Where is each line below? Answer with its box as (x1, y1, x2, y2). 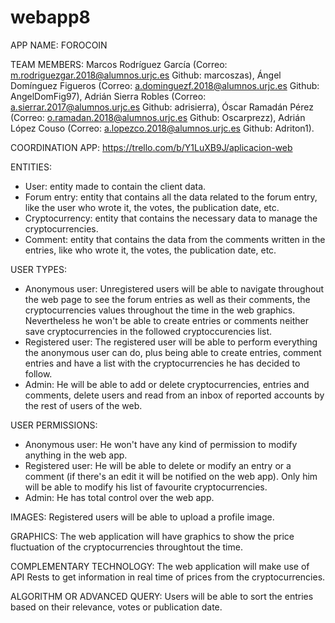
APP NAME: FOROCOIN (10, 39, 108, 51)
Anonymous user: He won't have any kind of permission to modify (24, 438, 298, 450)
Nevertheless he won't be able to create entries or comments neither (24, 314, 309, 326)
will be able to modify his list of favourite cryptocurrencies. (24, 481, 268, 493)
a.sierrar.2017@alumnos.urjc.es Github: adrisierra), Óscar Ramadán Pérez (10, 101, 314, 113)
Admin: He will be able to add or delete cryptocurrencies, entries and (24, 378, 310, 390)
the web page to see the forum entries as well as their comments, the (24, 293, 311, 305)
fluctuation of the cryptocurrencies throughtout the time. (10, 541, 243, 553)
